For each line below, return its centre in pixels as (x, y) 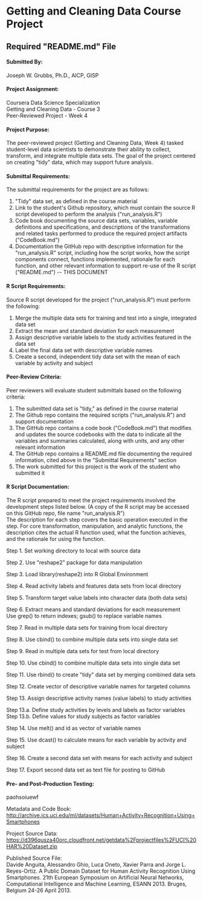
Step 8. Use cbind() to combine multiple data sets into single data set (92, 639)
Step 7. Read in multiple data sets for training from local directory (87, 628)
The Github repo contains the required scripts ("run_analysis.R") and (100, 415)
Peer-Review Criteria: (34, 377)
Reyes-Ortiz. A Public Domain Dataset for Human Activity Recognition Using (101, 871)
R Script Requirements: (36, 286)
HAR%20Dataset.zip (32, 847)
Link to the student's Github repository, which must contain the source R (105, 208)
